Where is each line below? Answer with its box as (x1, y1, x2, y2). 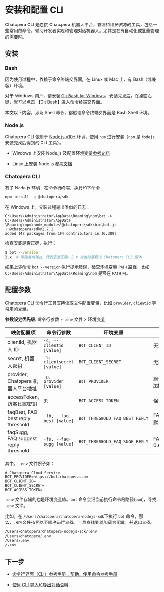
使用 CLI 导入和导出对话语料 (12, 581, 69, 588)
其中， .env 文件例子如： (5, 460, 55, 466)
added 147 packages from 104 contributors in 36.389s (5, 231, 117, 236)
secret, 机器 (7, 355, 35, 362)
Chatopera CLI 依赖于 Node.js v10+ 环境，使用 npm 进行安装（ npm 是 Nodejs (5, 133, 155, 140)
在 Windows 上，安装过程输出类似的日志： (5, 204, 90, 210)
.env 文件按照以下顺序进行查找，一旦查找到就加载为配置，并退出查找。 (14, 519, 155, 525)
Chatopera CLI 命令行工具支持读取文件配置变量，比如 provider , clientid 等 (5, 300, 157, 306)
